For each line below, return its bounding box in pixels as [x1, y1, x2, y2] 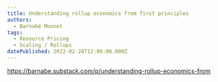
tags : [7, 29, 23, 36]
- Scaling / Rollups [13, 42, 72, 49]
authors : [7, 16, 32, 23]
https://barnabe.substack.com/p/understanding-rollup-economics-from [7, 66, 211, 75]
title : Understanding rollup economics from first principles [7, 10, 189, 17]
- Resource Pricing [13, 36, 69, 42]
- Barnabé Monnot [13, 23, 63, 29]
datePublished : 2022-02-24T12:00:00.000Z [7, 49, 128, 55]
